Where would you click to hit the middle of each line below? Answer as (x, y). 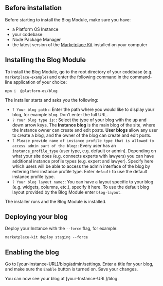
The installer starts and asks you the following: (52, 100)
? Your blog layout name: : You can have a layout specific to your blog (83, 181)
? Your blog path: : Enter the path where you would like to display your (83, 109)
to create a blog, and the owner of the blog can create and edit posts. (82, 135)
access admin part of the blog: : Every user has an (64, 145)
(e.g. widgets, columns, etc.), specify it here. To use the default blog (81, 187)
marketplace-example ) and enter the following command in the (67, 77)
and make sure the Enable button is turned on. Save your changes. (72, 269)
